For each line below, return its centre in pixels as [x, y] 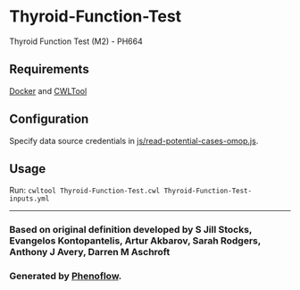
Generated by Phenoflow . [66, 277]
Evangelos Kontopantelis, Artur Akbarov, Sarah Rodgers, [135, 241]
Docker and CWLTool [48, 90]
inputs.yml [29, 199]
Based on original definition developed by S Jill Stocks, [131, 230]
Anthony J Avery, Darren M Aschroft [90, 252]
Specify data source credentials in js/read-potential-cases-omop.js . [134, 141]
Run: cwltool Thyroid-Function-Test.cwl [85, 191]
